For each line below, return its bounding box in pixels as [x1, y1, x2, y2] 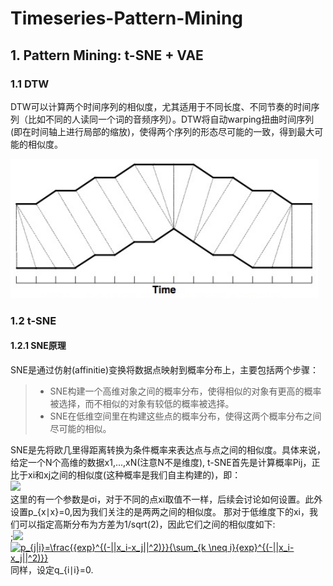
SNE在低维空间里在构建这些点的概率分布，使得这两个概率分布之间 [49, 410, 322, 422]
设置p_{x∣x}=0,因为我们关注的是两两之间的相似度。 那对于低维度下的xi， [10, 506, 310, 517]
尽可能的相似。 [49, 423, 112, 434]
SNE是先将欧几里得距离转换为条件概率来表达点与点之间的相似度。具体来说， [10, 444, 326, 456]
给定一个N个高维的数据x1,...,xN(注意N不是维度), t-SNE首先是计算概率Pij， [10, 457, 312, 468]
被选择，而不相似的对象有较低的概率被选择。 [49, 398, 235, 409]
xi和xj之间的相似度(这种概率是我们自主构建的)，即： [27, 469, 242, 481]
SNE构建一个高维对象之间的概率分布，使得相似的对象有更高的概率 [49, 385, 322, 397]
